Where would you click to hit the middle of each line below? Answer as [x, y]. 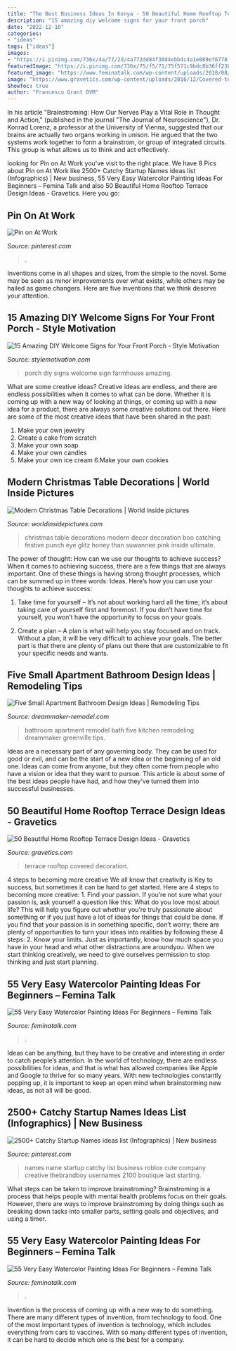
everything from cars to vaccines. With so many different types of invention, [117, 1332]
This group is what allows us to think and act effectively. [88, 150]
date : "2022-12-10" [36, 27]
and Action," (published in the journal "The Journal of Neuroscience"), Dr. [114, 120]
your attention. [28, 296]
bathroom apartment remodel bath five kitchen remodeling [109, 730]
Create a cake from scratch [57, 438]
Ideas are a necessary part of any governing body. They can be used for [112, 751]
